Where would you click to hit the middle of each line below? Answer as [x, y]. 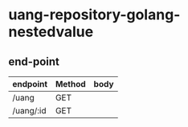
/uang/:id [29, 111]
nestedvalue [51, 32]
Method [70, 84]
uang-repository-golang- [94, 15]
